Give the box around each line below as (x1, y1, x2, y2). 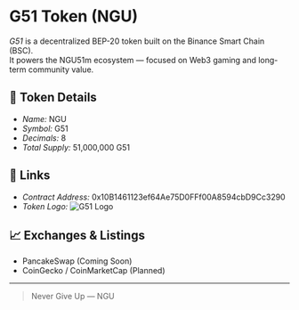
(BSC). (9, 45, 34, 55)
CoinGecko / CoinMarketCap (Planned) (21, 265, 166, 276)
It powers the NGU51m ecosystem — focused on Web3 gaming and (9, 54, 256, 65)
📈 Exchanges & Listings (9, 227, 145, 242)
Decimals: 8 (21, 132, 67, 143)
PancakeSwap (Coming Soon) (21, 256, 133, 266)
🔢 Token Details (9, 90, 98, 105)
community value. (28, 64, 94, 75)
